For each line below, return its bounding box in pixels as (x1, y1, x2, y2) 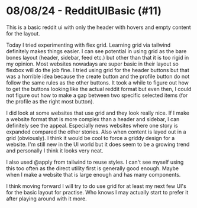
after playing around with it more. (6, 195, 87, 202)
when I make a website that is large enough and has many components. (6, 171, 181, 178)
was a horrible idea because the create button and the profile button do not (6, 73, 190, 80)
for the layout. (6, 30, 40, 37)
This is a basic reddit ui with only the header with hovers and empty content (6, 24, 191, 31)
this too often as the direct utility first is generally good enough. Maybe (6, 164, 179, 172)
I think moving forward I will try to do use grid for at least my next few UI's (6, 182, 186, 190)
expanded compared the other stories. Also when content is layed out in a (6, 128, 186, 135)
